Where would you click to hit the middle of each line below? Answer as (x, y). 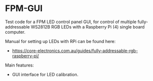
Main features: (19, 65)
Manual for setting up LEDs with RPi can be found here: (60, 41)
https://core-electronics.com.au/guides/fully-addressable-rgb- (75, 51)
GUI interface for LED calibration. (45, 74)
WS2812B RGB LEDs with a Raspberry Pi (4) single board (88, 27)
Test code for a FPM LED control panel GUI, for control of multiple (71, 22)
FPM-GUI (24, 8)
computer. (15, 32)
